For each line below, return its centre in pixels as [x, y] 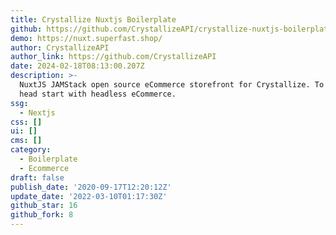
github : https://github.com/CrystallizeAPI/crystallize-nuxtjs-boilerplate [171, 29]
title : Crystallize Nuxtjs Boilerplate [93, 19]
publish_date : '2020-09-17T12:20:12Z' [91, 187]
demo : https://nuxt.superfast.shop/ [86, 38]
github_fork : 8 [42, 215]
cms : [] [26, 141]
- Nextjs [37, 112]
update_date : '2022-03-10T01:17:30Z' [89, 196]
